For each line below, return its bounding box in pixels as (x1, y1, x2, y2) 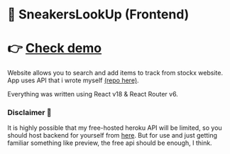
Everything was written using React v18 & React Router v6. (7, 90, 179, 99)
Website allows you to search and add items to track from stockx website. (7, 69, 224, 77)
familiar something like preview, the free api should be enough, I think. (7, 138, 212, 148)
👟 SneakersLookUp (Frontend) (7, 6, 190, 23)
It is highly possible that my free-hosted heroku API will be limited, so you (7, 123, 222, 132)
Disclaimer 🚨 (7, 108, 52, 118)
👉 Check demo (7, 40, 102, 56)
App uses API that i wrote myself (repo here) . (7, 76, 140, 84)
